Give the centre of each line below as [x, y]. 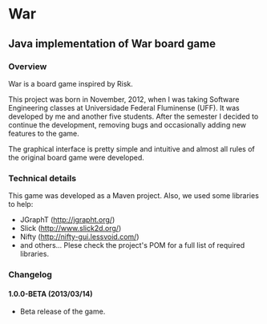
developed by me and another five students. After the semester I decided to [133, 116]
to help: [21, 205]
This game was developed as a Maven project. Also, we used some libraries [133, 196]
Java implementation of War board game [112, 44]
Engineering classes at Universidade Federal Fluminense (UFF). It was [124, 107]
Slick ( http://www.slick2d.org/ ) [71, 229]
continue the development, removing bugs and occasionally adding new [127, 124]
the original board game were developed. [76, 157]
